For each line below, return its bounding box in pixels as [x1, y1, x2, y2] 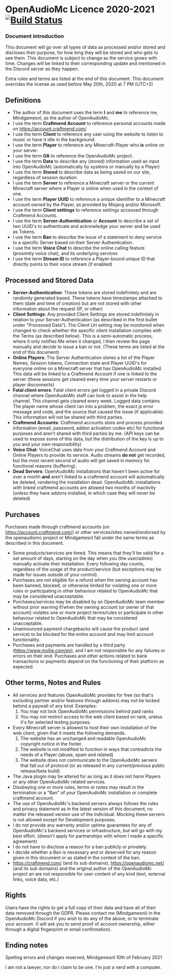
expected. [12, 663, 34, 670]
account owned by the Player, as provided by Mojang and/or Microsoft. [12, 201, 162, 208]
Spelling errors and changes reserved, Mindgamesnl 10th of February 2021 [5, 955, 162, 961]
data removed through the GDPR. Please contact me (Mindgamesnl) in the [5, 910, 161, 916]
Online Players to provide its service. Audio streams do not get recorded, [12, 452, 166, 458]
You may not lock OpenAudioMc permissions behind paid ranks [20, 708, 154, 714]
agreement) [12, 838, 37, 844]
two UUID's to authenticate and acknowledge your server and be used [12, 223, 161, 229]
